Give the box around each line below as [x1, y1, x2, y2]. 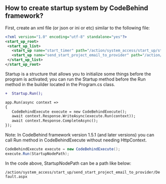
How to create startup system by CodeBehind [5, 4, 148, 12]
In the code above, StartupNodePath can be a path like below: [5, 160, 132, 166]
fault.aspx [5, 174, 28, 179]
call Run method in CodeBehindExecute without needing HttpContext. [5, 137, 147, 143]
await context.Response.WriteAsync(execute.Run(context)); [11, 114, 136, 119]
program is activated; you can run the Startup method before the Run [5, 76, 146, 82]
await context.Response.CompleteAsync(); [11, 118, 98, 123]
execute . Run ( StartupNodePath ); [5, 151, 70, 156]
